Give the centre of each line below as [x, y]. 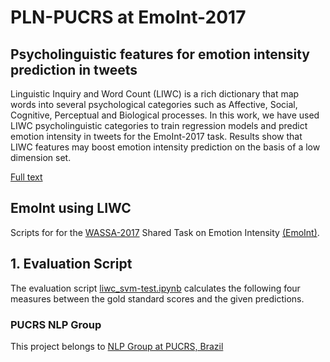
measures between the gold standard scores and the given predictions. [157, 298]
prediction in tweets [74, 69]
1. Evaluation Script [71, 264]
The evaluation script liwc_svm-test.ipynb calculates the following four [155, 288]
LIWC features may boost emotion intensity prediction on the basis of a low [165, 147]
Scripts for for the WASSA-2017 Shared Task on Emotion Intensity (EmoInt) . [165, 232]
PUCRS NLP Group [56, 324]
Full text [26, 177]
